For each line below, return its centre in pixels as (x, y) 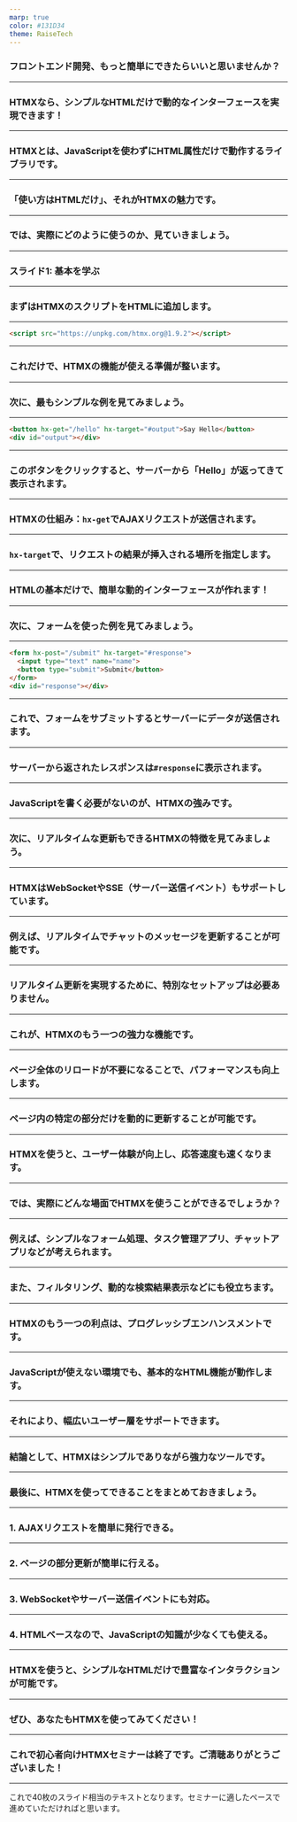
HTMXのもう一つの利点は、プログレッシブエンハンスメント (136, 1323)
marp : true (29, 17)
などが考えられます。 (72, 1252)
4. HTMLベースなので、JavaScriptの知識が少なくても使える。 (141, 1634)
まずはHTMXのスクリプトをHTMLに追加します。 (113, 306)
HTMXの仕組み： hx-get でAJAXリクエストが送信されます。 (135, 519)
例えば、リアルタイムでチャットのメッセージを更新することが (140, 936)
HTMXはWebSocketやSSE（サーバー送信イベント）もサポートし (148, 888)
